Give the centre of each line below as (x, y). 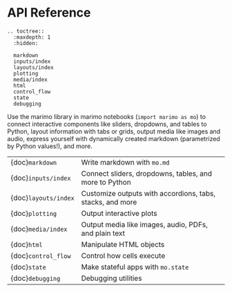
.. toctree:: (26, 31)
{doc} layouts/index (42, 197)
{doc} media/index (39, 228)
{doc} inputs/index (41, 178)
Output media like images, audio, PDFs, (145, 224)
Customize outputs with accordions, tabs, (148, 193)
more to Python (106, 182)
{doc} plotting (34, 213)
